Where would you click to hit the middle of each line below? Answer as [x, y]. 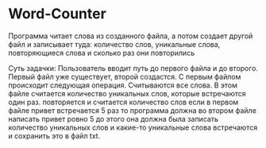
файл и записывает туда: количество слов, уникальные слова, [114, 44]
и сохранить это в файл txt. [54, 135]
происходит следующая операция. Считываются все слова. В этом [123, 85]
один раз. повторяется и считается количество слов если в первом [123, 102]
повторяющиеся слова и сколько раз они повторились [102, 53]
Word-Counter [58, 14]
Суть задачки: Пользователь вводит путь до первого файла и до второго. [133, 68]
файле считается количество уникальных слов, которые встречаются [127, 93]
